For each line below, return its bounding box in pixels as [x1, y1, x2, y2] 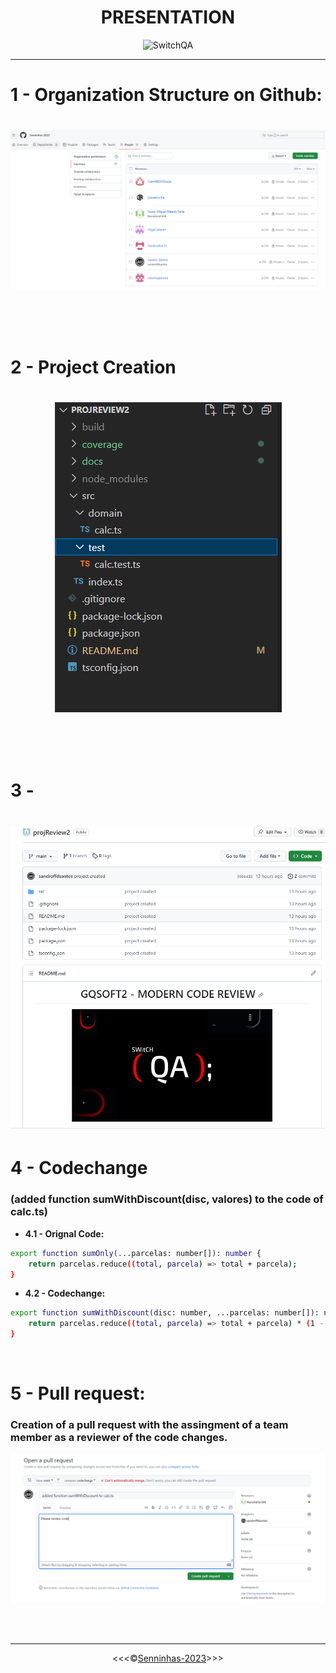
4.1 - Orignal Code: [24, 1227, 105, 1240]
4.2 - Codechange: [24, 1287, 106, 1300]
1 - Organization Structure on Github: [10, 84, 323, 106]
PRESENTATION [100, 6, 236, 29]
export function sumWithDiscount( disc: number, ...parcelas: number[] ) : [10, 1308, 320, 1318]
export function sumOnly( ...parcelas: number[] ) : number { [10, 1248, 262, 1258]
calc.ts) [10, 1205, 49, 1219]
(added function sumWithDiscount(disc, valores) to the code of [10, 1192, 324, 1206]
